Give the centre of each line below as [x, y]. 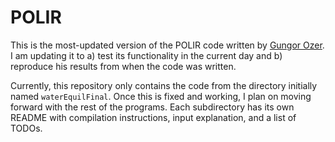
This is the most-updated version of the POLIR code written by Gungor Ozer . [167, 45]
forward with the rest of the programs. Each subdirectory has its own [152, 107]
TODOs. [26, 128]
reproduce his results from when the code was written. [123, 66]
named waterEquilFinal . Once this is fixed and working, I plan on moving [161, 96]
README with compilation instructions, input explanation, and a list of [153, 117]
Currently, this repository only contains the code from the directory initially [164, 85]
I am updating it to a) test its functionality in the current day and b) [146, 55]
